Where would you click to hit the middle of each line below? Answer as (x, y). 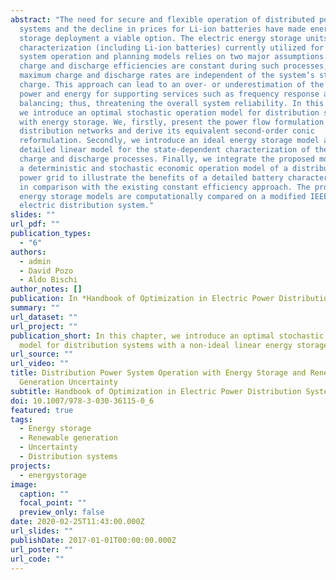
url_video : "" (40, 364)
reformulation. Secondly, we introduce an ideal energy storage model (169, 141)
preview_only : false (62, 512)
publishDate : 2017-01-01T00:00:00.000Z (93, 540)
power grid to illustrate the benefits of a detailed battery (151, 177)
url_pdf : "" (35, 224)
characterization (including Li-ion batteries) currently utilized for (172, 47)
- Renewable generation (68, 438)
